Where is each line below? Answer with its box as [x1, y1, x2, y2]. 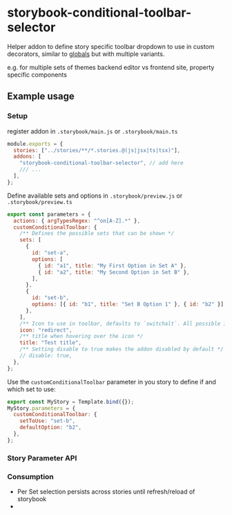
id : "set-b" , [32, 294, 70, 301]
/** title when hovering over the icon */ [19, 333, 144, 340]
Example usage [7, 91, 75, 102]
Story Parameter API [7, 453, 77, 462]
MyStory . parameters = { [7, 404, 76, 412]
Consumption [7, 471, 54, 481]
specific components [7, 71, 68, 79]
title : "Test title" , [19, 339, 81, 346]
